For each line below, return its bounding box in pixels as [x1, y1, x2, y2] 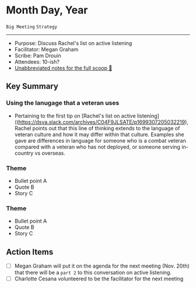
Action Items [6, 247, 54, 257]
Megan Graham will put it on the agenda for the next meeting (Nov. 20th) [14, 262, 190, 269]
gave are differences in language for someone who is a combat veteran [14, 137, 187, 144]
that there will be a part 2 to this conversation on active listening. [14, 269, 172, 276]
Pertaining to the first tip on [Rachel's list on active [14, 112, 136, 119]
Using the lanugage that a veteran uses [6, 99, 120, 107]
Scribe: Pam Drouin [14, 52, 61, 59]
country [14, 150, 34, 157]
